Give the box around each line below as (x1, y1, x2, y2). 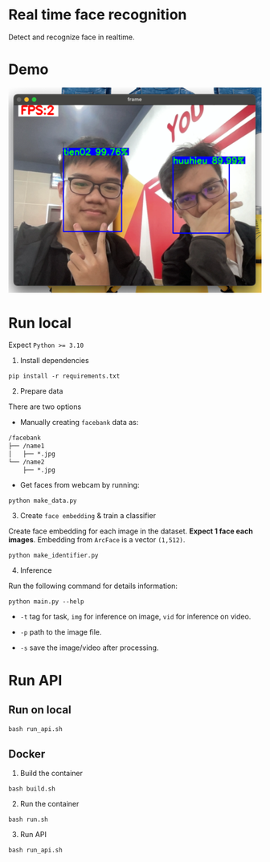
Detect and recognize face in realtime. (8, 32, 135, 42)
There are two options (8, 402, 82, 411)
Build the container (19, 769, 83, 778)
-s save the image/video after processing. (19, 643, 159, 652)
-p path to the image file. (19, 627, 102, 637)
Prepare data (19, 386, 63, 396)
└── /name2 (8, 458, 45, 467)
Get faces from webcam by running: (19, 480, 140, 490)
